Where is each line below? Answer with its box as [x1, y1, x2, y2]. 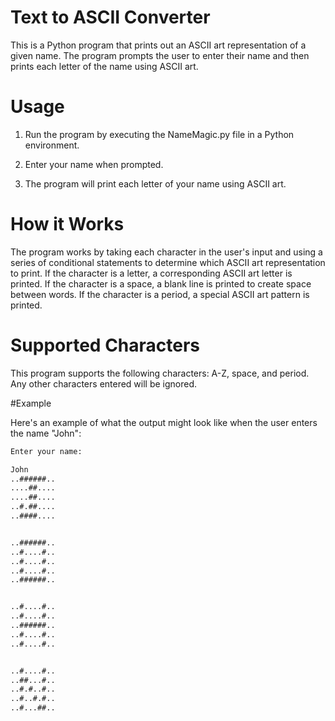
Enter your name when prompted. [24, 158, 164, 170]
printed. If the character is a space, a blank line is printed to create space [10, 277, 312, 290]
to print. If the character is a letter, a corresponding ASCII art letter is [10, 267, 293, 279]
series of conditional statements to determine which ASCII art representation [10, 256, 326, 268]
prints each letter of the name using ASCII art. [10, 60, 199, 72]
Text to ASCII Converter [10, 6, 211, 29]
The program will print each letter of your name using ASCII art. [24, 177, 287, 190]
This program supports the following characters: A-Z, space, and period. [10, 367, 310, 379]
